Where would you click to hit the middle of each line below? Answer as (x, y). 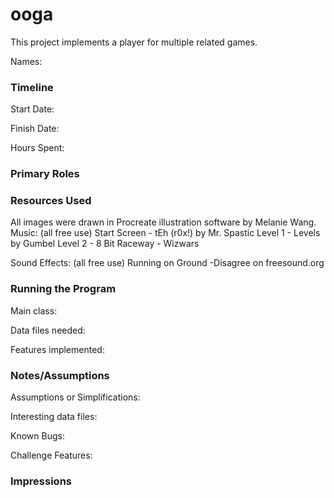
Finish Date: (35, 129)
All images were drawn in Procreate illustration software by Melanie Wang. (163, 222)
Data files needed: (48, 330)
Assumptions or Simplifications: (75, 397)
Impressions (41, 481)
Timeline (32, 87)
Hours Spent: (37, 148)
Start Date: (32, 109)
